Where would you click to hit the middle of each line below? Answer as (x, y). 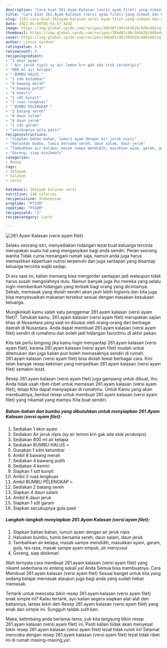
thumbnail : (17, 33)
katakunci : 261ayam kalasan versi (41, 190)
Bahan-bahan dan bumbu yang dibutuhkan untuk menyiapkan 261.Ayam (83, 411)
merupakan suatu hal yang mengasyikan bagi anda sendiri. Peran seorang (81, 251)
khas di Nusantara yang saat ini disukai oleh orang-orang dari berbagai (78, 323)
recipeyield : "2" (24, 213)
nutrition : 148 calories (31, 194)
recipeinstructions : (27, 135)
